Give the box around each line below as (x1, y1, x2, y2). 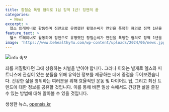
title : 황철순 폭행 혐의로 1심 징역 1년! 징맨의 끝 (5, 7, 99, 13)
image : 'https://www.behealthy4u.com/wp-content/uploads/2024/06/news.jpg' (5, 40, 167, 45)
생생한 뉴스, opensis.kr (5, 101, 51, 107)
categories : (5, 12, 30, 17)
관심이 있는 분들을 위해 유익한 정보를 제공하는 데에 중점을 (22, 71, 134, 77)
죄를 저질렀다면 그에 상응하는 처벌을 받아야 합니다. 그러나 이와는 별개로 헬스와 (5, 65, 157, 71)
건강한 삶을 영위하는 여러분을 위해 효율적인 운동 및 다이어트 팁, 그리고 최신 (12, 77, 157, 83)
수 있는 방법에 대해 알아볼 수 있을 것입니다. (5, 90, 89, 96)
